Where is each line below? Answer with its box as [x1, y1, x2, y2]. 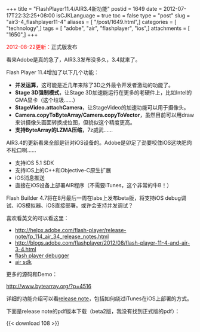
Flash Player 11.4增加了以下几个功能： [6, 69, 100, 76]
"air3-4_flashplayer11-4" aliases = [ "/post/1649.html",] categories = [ [6, 19, 177, 25]
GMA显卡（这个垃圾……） [14, 96, 79, 103]
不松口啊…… [6, 147, 37, 154]
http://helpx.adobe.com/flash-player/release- [14, 227, 127, 233]
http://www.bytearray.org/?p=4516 [6, 283, 91, 290]
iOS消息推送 [14, 174, 45, 181]
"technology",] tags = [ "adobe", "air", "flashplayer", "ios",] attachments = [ [6, 25, 190, 32]
